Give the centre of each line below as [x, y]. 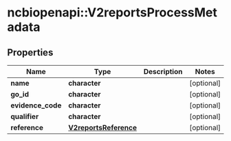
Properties [30, 52]
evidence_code [36, 105]
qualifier [25, 116]
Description [163, 72]
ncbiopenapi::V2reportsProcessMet [112, 13]
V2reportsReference [103, 128]
